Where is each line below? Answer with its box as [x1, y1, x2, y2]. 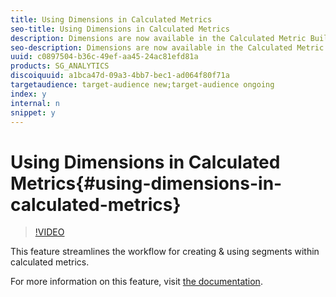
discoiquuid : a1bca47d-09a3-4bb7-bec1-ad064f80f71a [10, 71, 230, 81]
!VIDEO [34, 226, 65, 238]
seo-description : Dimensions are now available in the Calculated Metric [10, 42, 325, 53]
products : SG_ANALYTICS [10, 61, 110, 71]
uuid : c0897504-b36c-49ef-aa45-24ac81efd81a [10, 52, 199, 62]
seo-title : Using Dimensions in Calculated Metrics [10, 24, 230, 34]
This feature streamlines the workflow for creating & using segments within [10, 246, 320, 258]
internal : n [10, 98, 60, 108]
